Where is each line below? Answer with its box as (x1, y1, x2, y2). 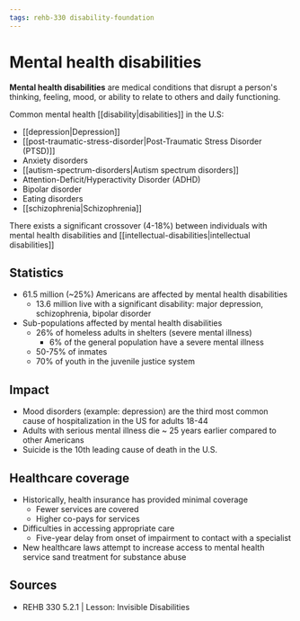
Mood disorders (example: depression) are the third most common (22, 406, 269, 417)
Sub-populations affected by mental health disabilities (22, 318, 223, 328)
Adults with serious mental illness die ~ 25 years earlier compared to (22, 425, 277, 436)
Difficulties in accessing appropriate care (22, 523, 175, 534)
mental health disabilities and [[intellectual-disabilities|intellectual (9, 229, 251, 240)
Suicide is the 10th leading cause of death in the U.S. (22, 445, 218, 455)
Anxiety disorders (22, 155, 88, 166)
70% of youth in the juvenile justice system (35, 356, 196, 367)
